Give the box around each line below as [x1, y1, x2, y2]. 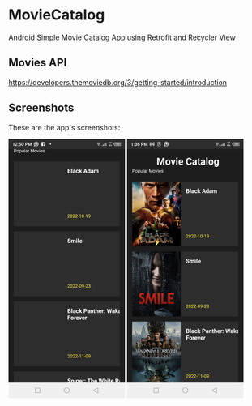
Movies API [8, 56, 67, 70]
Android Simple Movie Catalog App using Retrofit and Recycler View [8, 32, 237, 42]
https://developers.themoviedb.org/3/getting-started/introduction [8, 77, 228, 87]
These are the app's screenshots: [8, 122, 121, 132]
